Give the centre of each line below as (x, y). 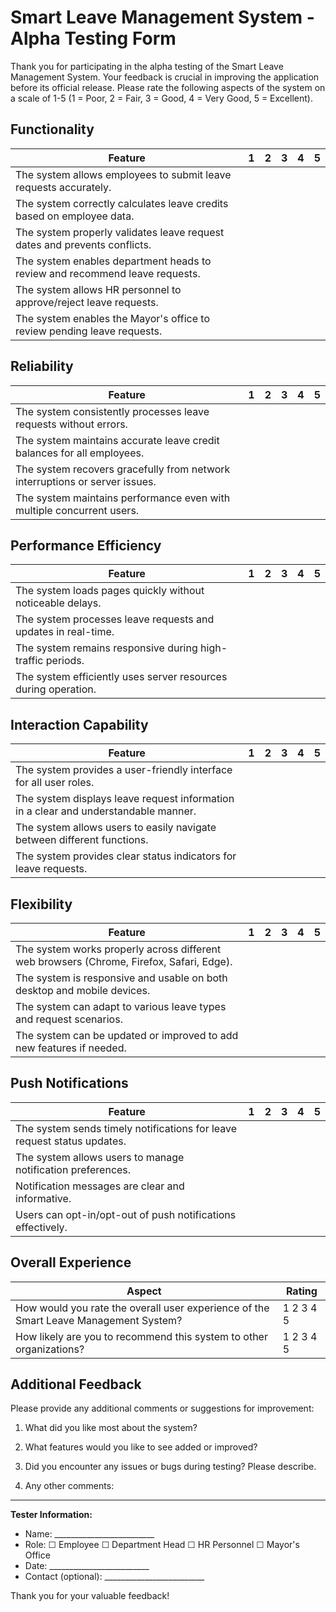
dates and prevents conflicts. (83, 244)
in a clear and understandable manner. (106, 811)
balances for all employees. (80, 453)
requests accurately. (63, 187)
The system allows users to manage (100, 1157)
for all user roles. (55, 783)
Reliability (42, 366)
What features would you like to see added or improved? (141, 1447)
